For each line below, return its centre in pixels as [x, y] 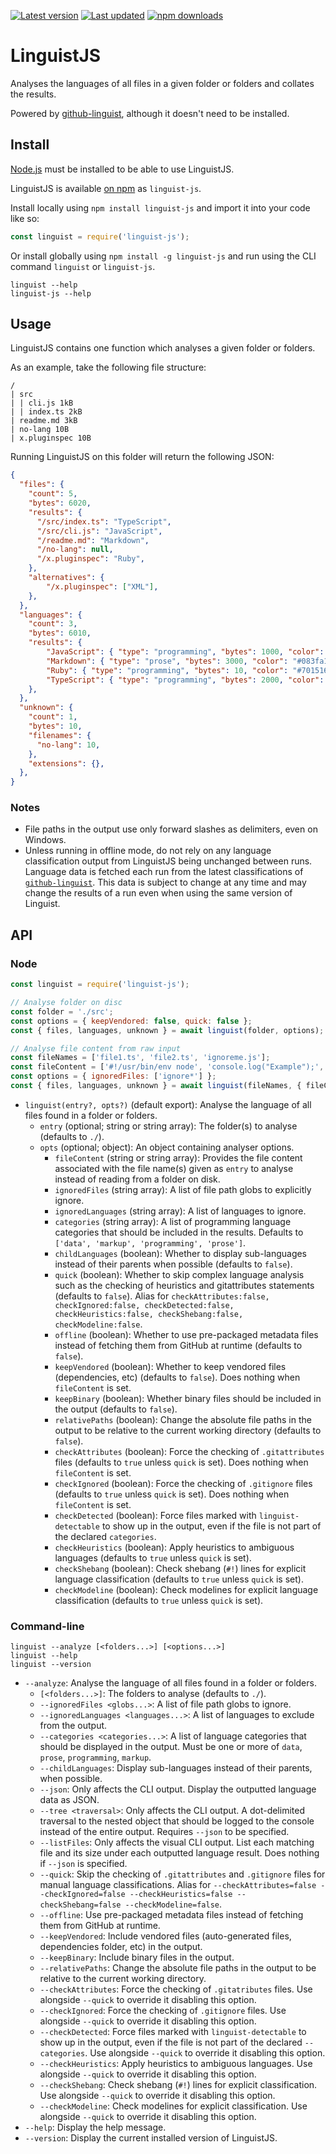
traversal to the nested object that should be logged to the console [177, 1821]
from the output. [73, 1726]
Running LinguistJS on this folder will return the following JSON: [142, 457]
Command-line [47, 1626]
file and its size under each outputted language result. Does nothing [179, 1853]
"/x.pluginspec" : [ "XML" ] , [102, 586]
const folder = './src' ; [62, 1011]
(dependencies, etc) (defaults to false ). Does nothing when [177, 1377]
